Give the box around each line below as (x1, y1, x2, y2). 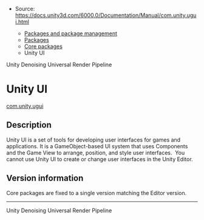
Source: (15, 5, 35, 12)
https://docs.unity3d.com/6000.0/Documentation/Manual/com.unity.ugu (15, 12, 197, 19)
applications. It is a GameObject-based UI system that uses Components (6, 142, 188, 150)
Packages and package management (24, 30, 117, 37)
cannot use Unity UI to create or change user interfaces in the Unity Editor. (6, 155, 193, 163)
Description (6, 120, 52, 130)
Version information (6, 173, 84, 184)
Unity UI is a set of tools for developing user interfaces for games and (6, 136, 181, 143)
